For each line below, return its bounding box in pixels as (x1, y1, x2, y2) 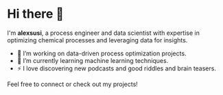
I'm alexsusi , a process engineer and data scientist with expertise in (7, 29, 200, 37)
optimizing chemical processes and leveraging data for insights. (7, 36, 188, 44)
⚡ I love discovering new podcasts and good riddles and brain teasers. (16, 64, 216, 72)
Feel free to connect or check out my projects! (7, 80, 139, 88)
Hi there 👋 (7, 6, 64, 22)
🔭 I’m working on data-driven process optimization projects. (16, 49, 187, 57)
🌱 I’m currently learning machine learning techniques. (16, 56, 169, 64)
